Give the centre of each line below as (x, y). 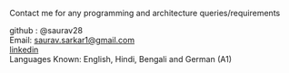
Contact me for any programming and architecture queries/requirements (145, 13)
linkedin (24, 50)
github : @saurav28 (46, 30)
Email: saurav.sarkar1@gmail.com (72, 40)
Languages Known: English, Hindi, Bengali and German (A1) (120, 59)
